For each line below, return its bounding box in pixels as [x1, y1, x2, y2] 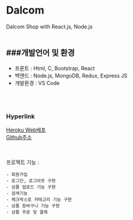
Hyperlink [6, 112, 35, 120]
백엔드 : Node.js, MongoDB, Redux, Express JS [14, 72, 128, 79]
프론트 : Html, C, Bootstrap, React [14, 64, 95, 71]
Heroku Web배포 [6, 126, 46, 133]
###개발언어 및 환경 [6, 48, 75, 58]
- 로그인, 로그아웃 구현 [6, 178, 56, 184]
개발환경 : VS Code [14, 79, 60, 86]
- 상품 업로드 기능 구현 [6, 184, 56, 191]
